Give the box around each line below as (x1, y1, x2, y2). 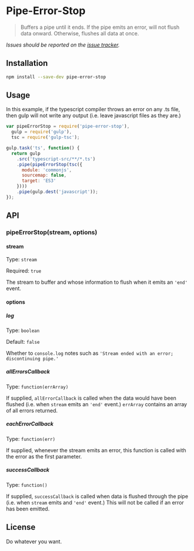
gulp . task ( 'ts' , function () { (6, 145, 80, 151)
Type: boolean (6, 327, 40, 334)
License (6, 522, 36, 532)
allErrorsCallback (6, 368, 50, 375)
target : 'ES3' (21, 178, 57, 184)
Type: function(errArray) (6, 383, 69, 390)
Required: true (6, 267, 42, 274)
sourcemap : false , (21, 172, 67, 178)
